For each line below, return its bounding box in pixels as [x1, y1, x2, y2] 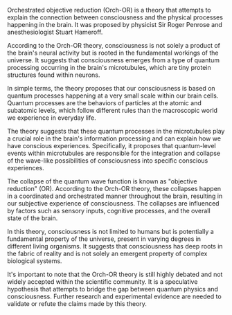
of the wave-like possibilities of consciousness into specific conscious [7, 156, 208, 165]
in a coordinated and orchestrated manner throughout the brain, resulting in [7, 192, 223, 200]
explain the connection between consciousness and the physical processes [7, 13, 224, 21]
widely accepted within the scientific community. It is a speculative [7, 278, 198, 286]
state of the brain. [7, 214, 58, 222]
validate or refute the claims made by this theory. [7, 300, 148, 307]
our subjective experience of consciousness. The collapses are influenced [7, 199, 220, 207]
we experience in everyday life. [7, 114, 96, 122]
